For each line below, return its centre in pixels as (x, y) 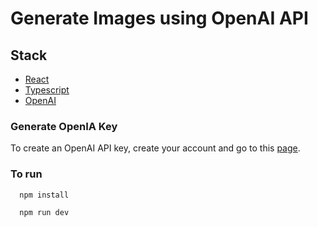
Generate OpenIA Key (64, 126)
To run (26, 174)
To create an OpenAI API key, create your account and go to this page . (155, 148)
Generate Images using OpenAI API (159, 18)
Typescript (47, 90)
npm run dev (44, 213)
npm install (44, 195)
